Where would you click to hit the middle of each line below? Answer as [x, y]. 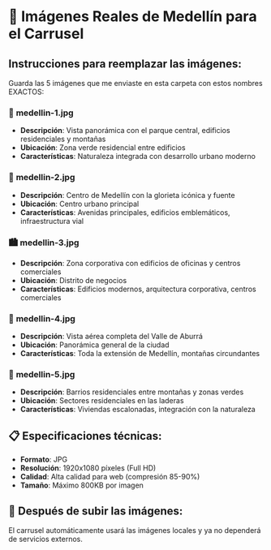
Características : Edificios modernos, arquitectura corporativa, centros [138, 289]
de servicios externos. [46, 539]
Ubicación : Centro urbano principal [80, 204]
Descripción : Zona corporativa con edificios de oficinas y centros [130, 263]
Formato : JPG [43, 460]
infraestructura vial [52, 221]
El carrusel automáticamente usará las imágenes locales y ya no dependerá [135, 531]
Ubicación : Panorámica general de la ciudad [95, 345]
